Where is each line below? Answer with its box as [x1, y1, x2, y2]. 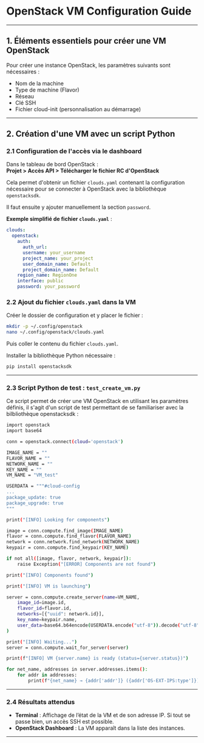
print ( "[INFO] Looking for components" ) [6, 517, 110, 523]
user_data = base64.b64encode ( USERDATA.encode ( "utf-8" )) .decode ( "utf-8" [17, 622, 200, 628]
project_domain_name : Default [22, 266, 99, 273]
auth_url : [22, 244, 47, 250]
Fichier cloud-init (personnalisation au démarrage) [15, 105, 141, 113]
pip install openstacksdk [6, 364, 72, 370]
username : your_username [22, 249, 86, 256]
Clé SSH [15, 99, 36, 106]
